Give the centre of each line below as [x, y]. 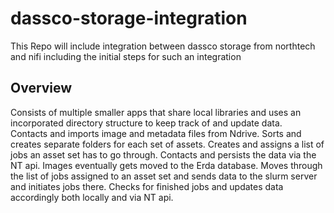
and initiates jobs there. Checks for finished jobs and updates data [147, 186]
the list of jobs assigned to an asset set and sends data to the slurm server [164, 176]
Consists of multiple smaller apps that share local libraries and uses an [156, 112]
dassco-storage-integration [129, 18]
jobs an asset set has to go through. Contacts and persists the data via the [163, 154]
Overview [41, 88]
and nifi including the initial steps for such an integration [126, 56]
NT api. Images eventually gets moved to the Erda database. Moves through [166, 165]
